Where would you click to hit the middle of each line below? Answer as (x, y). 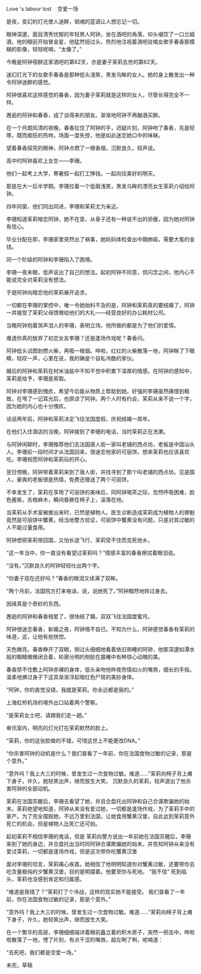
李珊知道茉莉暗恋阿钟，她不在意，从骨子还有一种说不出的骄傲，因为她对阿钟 (100, 219)
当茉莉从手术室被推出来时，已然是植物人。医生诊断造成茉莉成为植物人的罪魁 (100, 512)
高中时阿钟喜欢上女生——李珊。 (45, 161)
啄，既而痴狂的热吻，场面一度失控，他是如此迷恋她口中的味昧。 (85, 135)
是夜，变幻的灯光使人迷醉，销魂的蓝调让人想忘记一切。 (74, 22)
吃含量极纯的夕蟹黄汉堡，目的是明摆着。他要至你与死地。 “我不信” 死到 (94, 872)
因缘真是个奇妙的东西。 (35, 604)
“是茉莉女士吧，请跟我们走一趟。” (47, 715)
